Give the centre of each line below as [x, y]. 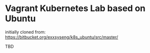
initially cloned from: [25, 32]
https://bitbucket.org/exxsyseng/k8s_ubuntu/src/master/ [62, 37]
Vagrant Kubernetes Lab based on [75, 8]
